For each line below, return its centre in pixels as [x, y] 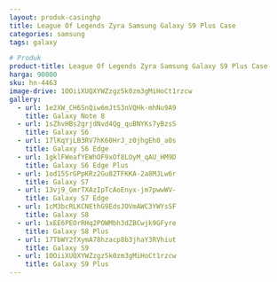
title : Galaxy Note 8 [65, 116]
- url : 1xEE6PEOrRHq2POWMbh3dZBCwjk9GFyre [97, 223]
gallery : [25, 99]
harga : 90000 [33, 75]
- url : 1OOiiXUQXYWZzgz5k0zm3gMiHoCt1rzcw [97, 256]
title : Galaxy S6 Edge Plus [77, 165]
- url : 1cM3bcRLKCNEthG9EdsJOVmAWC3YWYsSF [97, 207]
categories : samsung [47, 34]
